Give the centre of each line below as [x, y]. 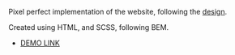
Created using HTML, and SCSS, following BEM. [89, 27]
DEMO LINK [40, 43]
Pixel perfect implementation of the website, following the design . [118, 12]
